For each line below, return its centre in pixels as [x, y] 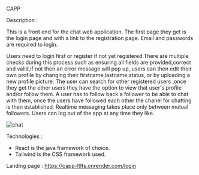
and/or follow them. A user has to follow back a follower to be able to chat [97, 94]
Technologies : [25, 136]
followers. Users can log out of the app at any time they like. [80, 113]
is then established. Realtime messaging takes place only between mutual [97, 107]
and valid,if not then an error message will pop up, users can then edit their [99, 69]
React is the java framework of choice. [62, 148]
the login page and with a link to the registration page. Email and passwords [100, 38]
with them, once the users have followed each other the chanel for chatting [99, 100]
